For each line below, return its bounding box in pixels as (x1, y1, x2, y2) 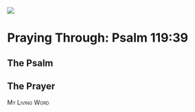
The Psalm (7, 57, 54, 69)
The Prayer (7, 80, 56, 92)
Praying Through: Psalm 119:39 (7, 30, 189, 46)
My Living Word (7, 98, 49, 107)
